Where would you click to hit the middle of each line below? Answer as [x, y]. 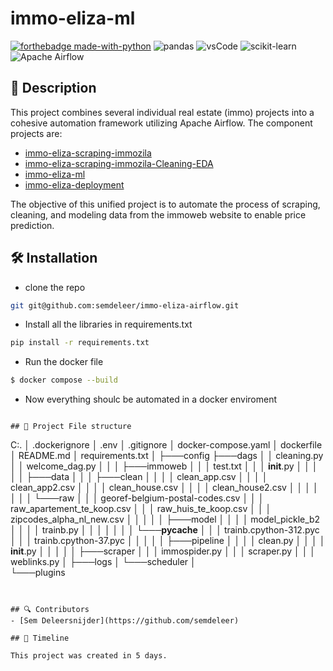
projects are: [36, 133]
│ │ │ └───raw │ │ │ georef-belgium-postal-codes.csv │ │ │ [137, 498]
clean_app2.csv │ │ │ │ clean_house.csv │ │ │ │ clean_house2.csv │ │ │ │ [164, 488]
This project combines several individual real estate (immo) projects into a [162, 112]
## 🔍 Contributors [50, 610]
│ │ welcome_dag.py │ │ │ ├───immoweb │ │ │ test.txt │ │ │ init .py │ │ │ [164, 466]
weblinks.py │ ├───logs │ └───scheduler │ [103, 562]
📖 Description [53, 88]
